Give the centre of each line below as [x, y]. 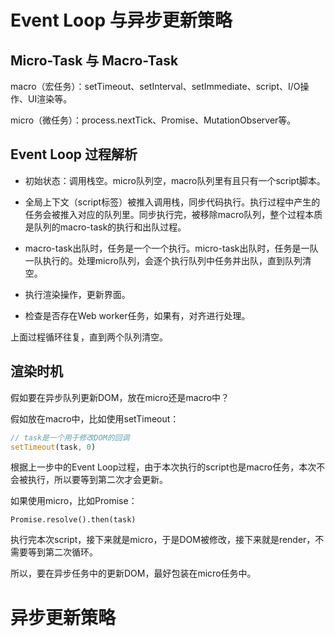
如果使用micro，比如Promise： [74, 501]
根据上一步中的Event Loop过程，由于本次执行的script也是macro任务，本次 [163, 467]
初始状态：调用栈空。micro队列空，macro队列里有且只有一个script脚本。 [175, 180]
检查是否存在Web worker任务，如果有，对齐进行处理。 [137, 315]
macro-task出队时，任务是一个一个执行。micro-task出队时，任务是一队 [171, 248]
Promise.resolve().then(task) [73, 520]
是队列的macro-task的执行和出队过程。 [105, 227]
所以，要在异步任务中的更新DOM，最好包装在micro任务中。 [133, 573]
